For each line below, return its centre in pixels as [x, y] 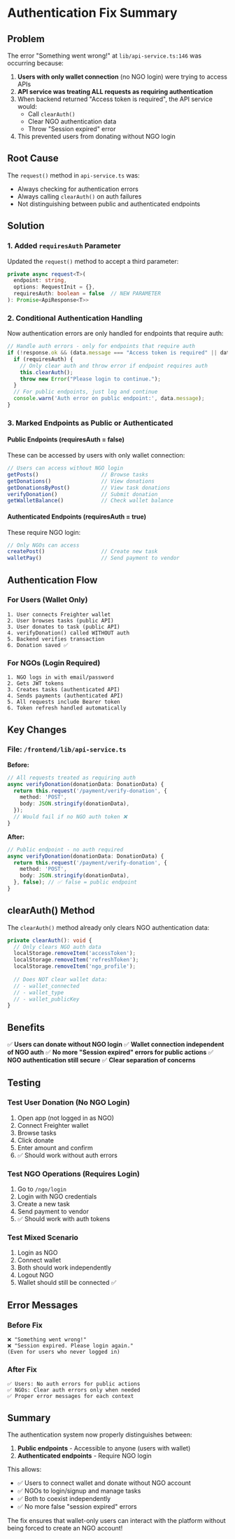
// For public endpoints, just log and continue [86, 392]
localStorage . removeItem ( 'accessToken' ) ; [75, 953]
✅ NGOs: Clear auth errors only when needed [74, 1390]
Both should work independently [64, 1267]
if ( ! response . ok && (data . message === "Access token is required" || [112, 353]
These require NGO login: [44, 532]
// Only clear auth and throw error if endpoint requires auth [114, 366]
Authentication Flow [52, 580]
